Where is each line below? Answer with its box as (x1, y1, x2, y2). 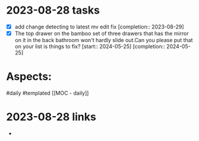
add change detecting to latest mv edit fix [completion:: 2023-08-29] (14, 23, 184, 30)
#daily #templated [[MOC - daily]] (6, 89, 89, 97)
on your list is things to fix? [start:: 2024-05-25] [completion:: (14, 43, 165, 50)
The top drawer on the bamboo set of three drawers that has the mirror (14, 30, 189, 37)
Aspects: (6, 70, 52, 84)
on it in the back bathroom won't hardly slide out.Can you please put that (14, 37, 193, 44)
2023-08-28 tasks (6, 4, 100, 17)
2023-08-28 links (6, 110, 96, 124)
